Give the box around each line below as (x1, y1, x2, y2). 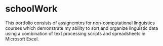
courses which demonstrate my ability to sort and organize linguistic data (5, 25, 158, 31)
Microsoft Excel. (5, 36, 39, 42)
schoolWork (5, 3, 58, 15)
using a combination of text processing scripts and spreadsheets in (5, 30, 146, 36)
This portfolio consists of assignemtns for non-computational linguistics (5, 20, 155, 26)
